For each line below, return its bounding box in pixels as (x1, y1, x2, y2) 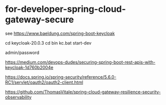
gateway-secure (5, 14, 74, 25)
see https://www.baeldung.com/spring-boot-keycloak (5, 30, 115, 36)
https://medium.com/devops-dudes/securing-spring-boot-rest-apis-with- (5, 59, 156, 65)
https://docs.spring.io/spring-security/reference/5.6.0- (5, 74, 117, 80)
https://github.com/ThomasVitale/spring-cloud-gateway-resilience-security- (5, 89, 161, 95)
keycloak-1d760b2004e (5, 64, 53, 70)
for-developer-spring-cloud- (5, 3, 126, 15)
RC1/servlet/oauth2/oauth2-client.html (5, 79, 83, 85)
